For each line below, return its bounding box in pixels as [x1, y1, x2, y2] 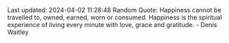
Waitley [7, 28, 30, 36]
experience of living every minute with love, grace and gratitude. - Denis [7, 21, 217, 28]
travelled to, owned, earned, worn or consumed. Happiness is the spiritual [7, 13, 222, 21]
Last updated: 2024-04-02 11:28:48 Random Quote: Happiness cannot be [7, 6, 222, 14]
